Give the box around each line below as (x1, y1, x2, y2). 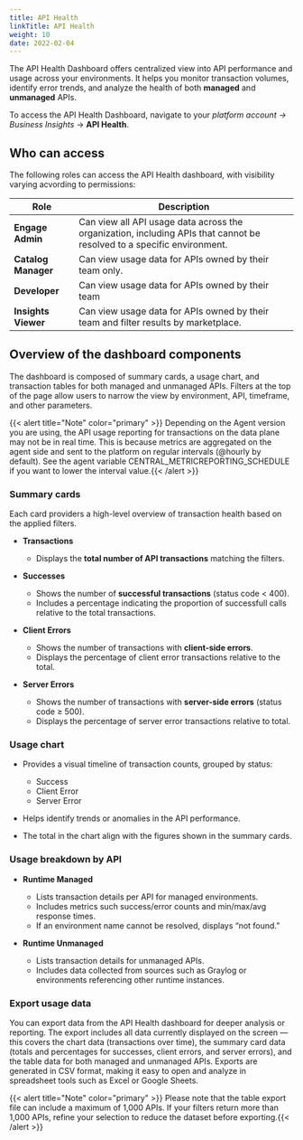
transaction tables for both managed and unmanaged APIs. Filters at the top (9, 381, 291, 391)
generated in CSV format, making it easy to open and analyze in (9, 1066, 246, 1077)
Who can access (9, 146, 106, 161)
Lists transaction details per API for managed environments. (35, 891, 259, 902)
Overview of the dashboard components (9, 347, 242, 363)
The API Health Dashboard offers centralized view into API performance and (9, 63, 293, 74)
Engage (14, 221, 48, 234)
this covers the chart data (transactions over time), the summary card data (9, 1037, 286, 1048)
